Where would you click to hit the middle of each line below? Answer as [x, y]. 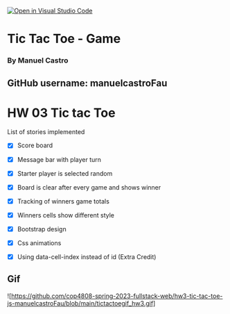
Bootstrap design [42, 229]
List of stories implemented [46, 132]
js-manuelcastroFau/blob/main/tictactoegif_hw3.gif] [81, 303]
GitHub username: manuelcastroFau [87, 83]
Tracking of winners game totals [63, 201]
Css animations [39, 242]
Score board [35, 145]
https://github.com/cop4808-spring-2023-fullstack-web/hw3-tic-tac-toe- [117, 296]
